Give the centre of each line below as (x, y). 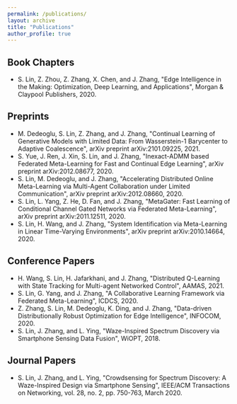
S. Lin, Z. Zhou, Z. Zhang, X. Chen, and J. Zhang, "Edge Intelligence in (119, 79)
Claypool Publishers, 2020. (57, 94)
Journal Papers (42, 360)
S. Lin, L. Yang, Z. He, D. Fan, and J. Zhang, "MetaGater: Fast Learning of (124, 201)
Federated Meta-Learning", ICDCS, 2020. (78, 301)
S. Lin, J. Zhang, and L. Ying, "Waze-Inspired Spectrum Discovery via (118, 330)
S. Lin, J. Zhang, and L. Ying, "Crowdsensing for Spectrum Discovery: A (122, 377)
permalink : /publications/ (47, 14)
